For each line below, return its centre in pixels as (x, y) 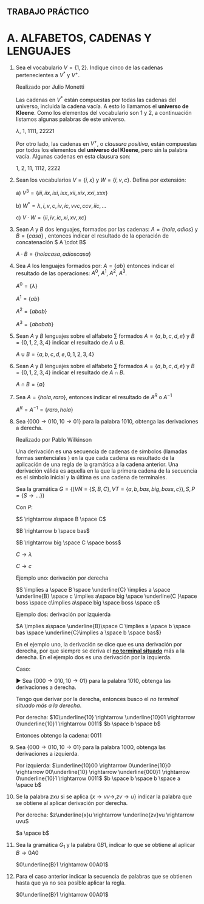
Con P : (24, 507)
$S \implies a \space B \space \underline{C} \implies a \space (93, 590)
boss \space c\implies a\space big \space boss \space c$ (88, 603)
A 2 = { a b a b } (31, 311)
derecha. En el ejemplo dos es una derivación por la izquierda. (93, 657)
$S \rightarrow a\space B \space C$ (61, 519)
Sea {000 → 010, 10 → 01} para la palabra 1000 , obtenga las (91, 747)
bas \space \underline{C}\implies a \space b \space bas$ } (89, 632)
